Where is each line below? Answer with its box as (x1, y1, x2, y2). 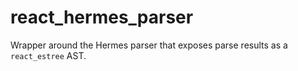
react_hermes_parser (10, 6, 194, 29)
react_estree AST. (10, 49, 87, 61)
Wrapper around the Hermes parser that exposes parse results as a (10, 39, 288, 51)
